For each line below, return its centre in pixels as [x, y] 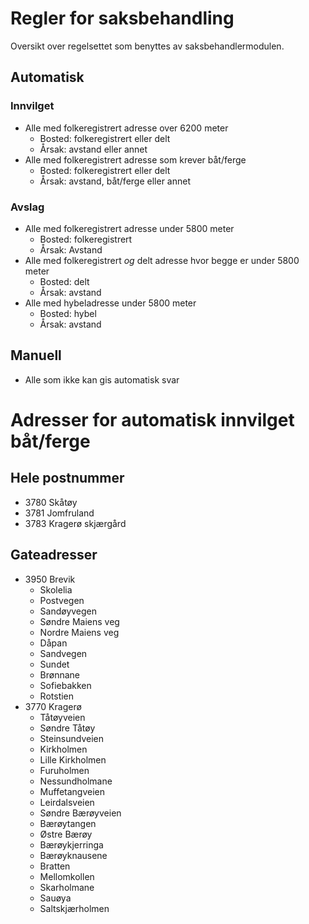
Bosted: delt [64, 281]
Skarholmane [67, 887]
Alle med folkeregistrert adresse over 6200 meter [126, 128]
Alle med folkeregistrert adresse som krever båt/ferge [135, 159]
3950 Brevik [50, 579]
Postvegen [62, 600]
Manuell [36, 355]
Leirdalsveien [67, 802]
